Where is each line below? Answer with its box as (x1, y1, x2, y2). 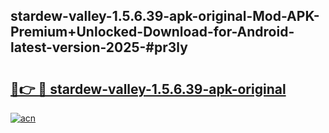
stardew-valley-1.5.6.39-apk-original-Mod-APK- (10, 8, 320, 25)
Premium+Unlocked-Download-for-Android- (10, 24, 295, 41)
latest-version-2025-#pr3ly (10, 39, 188, 56)
